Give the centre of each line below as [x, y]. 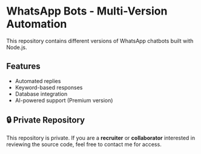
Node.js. [17, 47]
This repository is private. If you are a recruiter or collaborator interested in [101, 138]
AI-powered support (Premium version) [64, 100]
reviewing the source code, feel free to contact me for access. [84, 144]
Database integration [41, 94]
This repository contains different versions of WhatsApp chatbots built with [100, 41]
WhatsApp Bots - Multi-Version [87, 11]
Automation [37, 24]
